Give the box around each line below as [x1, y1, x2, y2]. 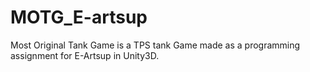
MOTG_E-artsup [10, 6, 148, 29]
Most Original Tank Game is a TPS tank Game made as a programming [10, 39, 301, 51]
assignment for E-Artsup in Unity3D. [10, 49, 160, 61]
